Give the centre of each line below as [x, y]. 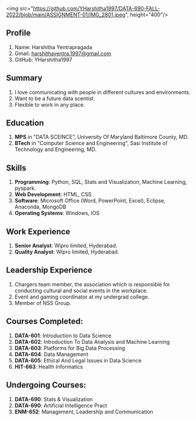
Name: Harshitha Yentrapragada [53, 47]
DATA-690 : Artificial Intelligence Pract [61, 405]
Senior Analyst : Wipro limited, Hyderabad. [66, 246]
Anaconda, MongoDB [40, 207]
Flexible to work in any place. [50, 104]
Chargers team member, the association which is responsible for [92, 284]
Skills [16, 168]
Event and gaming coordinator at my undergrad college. [82, 297]
